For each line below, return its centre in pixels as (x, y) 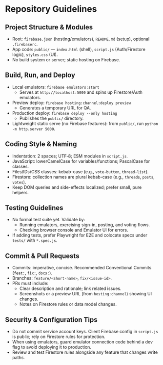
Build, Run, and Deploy (40, 75)
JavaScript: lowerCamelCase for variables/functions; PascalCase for (81, 161)
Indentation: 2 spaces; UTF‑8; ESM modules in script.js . (70, 156)
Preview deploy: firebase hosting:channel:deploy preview (71, 103)
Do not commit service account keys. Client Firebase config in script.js (85, 332)
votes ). (19, 182)
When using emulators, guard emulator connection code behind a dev (82, 342)
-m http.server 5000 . (33, 129)
